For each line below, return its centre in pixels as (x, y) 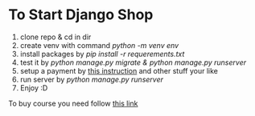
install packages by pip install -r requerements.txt (102, 54)
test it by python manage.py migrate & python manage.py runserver (133, 62)
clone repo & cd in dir (56, 37)
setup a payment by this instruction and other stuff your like (119, 70)
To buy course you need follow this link (73, 103)
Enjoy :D (34, 88)
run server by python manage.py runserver (91, 79)
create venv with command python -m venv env (99, 45)
